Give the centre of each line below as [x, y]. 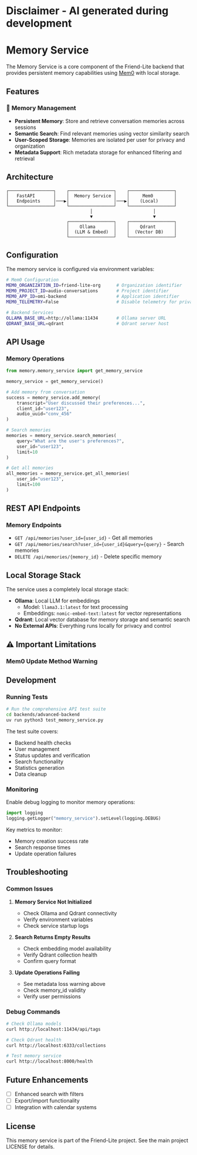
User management [37, 749]
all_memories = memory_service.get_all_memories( [68, 474]
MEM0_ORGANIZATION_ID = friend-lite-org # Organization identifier [94, 286]
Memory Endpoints [34, 525]
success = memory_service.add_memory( [53, 398]
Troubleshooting [37, 872]
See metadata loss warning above [64, 984]
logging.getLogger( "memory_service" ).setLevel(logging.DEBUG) [84, 819]
